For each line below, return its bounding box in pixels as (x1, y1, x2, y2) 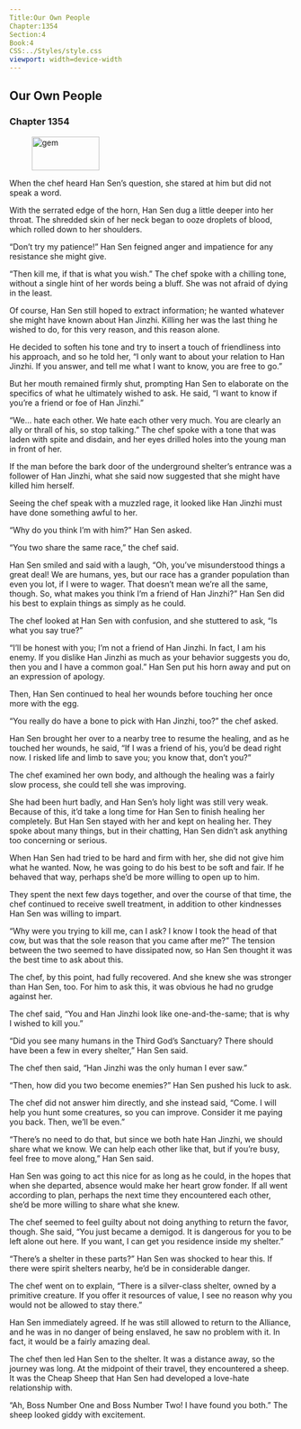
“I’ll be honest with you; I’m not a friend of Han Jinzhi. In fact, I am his (9, 642, 267, 653)
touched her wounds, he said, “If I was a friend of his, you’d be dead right (9, 742, 281, 753)
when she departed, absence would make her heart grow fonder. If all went (9, 1179, 288, 1190)
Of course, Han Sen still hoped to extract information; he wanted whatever (9, 305, 285, 315)
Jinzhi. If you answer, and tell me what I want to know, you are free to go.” (9, 360, 283, 371)
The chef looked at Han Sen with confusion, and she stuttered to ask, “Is (9, 614, 279, 626)
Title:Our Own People (9, 13, 91, 23)
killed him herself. (9, 479, 75, 491)
